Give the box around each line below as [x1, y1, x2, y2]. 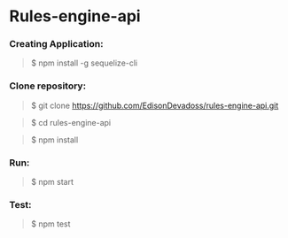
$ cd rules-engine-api [30, 117, 112, 127]
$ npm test [30, 219, 71, 229]
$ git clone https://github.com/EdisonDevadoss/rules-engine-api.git [30, 100, 279, 111]
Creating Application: [9, 38, 104, 50]
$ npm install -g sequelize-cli [30, 58, 138, 68]
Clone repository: [9, 80, 87, 92]
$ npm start [30, 177, 74, 188]
